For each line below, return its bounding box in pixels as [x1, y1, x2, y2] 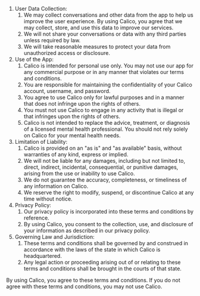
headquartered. [23, 252, 62, 259]
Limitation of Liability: [14, 138, 68, 145]
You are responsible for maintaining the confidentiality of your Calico [23, 81, 192, 88]
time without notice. [23, 195, 73, 202]
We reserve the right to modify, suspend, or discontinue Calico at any [23, 189, 194, 196]
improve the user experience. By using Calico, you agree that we [23, 18, 183, 24]
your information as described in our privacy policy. [23, 227, 151, 234]
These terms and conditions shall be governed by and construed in [23, 240, 189, 246]
